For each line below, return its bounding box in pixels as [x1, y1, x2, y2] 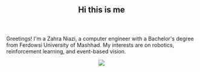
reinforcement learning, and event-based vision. [6, 48, 126, 55]
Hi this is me [78, 5, 125, 15]
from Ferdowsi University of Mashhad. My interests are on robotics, [6, 41, 175, 49]
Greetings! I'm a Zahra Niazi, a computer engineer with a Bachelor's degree [6, 35, 195, 43]
